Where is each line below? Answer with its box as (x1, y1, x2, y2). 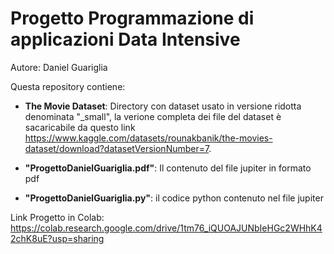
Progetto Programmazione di (10, 7, 255, 30)
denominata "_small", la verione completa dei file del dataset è (24, 110, 282, 122)
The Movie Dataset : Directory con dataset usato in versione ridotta (24, 100, 302, 112)
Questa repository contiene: (10, 80, 126, 92)
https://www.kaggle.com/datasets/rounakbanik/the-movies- (24, 132, 273, 144)
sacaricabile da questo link (24, 121, 136, 133)
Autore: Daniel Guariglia (10, 61, 108, 73)
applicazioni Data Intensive (10, 28, 241, 51)
